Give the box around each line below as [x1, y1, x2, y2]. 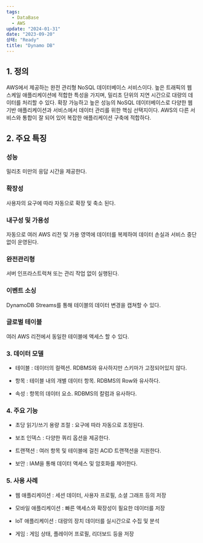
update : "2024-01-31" [6, 25, 61, 32]
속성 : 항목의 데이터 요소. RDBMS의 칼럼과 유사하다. [14, 390, 137, 397]
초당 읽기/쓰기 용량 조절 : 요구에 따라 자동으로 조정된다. [14, 421, 144, 429]
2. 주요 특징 [6, 134, 47, 144]
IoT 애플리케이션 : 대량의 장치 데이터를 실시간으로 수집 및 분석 [14, 517, 160, 524]
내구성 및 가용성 [6, 216, 50, 224]
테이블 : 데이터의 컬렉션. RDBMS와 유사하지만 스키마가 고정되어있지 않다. [14, 364, 187, 372]
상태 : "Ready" [6, 37, 39, 43]
